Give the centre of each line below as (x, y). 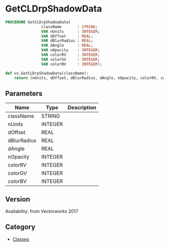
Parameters (24, 93)
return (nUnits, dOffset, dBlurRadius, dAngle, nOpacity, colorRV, (86, 78)
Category (20, 227)
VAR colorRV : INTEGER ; (70, 55)
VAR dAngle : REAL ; (67, 46)
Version (18, 199)
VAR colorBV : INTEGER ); (71, 64)
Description (82, 107)
